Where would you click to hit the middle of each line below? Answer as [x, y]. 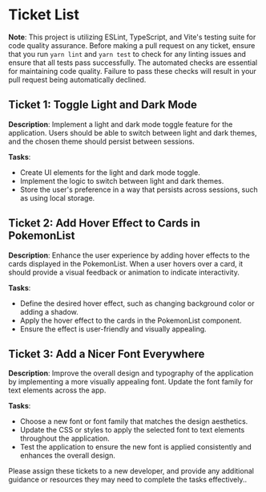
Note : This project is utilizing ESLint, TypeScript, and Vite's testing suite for [132, 37]
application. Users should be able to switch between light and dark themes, [133, 132]
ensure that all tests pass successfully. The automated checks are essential [133, 63]
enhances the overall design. [68, 456]
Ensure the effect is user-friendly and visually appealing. [113, 329]
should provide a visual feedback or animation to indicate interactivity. [124, 272]
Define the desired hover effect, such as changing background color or [137, 303]
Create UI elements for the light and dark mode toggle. [110, 172]
